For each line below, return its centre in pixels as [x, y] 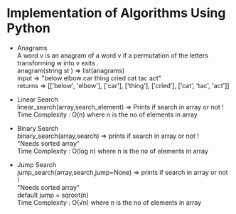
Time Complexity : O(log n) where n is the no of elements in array [113, 151]
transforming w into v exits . [58, 63]
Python [28, 28]
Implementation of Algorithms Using [116, 13]
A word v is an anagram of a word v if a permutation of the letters [113, 55]
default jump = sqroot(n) [53, 195]
